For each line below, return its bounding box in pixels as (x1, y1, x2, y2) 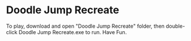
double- (166, 23, 186, 29)
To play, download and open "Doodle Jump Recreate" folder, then (6, 23, 165, 29)
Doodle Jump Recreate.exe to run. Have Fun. (18, 28, 127, 35)
